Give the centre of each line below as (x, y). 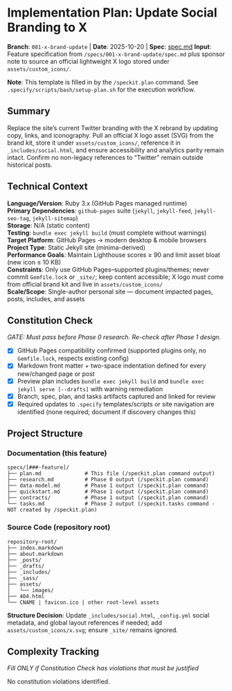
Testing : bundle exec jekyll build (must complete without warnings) (107, 233)
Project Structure (45, 434)
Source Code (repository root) (59, 528)
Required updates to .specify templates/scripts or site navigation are (116, 404)
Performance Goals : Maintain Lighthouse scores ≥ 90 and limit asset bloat (114, 255)
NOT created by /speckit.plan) (52, 510)
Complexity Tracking (53, 652)
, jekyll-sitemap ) (53, 218)
